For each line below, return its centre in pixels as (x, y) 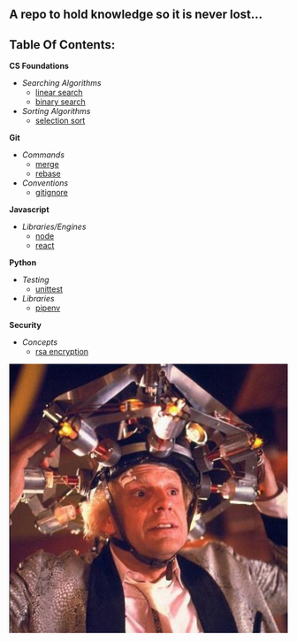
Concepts (40, 342)
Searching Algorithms (61, 83)
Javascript (30, 210)
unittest (49, 289)
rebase (48, 174)
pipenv (48, 308)
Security (25, 325)
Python (23, 263)
